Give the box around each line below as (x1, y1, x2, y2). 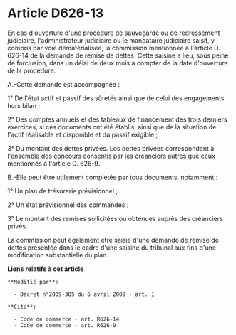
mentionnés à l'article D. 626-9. (7, 159, 101, 168)
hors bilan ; (7, 101, 41, 110)
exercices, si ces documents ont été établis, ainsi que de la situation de (7, 122, 217, 131)
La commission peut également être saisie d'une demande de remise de (7, 235, 220, 244)
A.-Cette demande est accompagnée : (7, 80, 120, 88)
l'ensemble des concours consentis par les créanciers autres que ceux (7, 151, 216, 160)
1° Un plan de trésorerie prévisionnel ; (7, 186, 118, 195)
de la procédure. (7, 66, 56, 75)
